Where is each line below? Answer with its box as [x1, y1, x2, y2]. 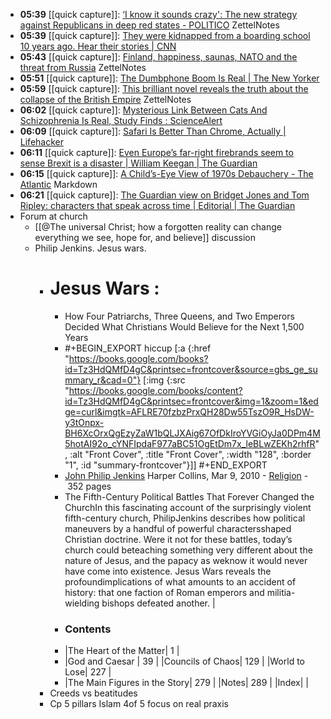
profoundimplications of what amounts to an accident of [64, 575, 297, 588]
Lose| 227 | [64, 666, 112, 678]
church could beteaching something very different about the [64, 544, 313, 556]
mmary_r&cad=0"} [64, 374, 142, 386]
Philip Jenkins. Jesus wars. [34, 242, 147, 254]
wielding [64, 597, 100, 609]
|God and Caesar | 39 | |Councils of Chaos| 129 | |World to [64, 655, 305, 668]
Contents [64, 622, 112, 636]
